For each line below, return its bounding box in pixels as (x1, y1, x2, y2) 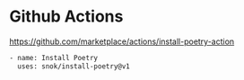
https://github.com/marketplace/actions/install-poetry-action (9, 36, 235, 47)
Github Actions (9, 6, 124, 27)
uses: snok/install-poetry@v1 (17, 61, 130, 71)
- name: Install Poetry (9, 53, 99, 62)
